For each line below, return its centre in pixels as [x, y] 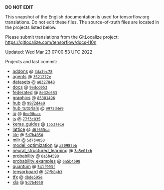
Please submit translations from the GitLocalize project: [62, 37]
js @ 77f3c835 [26, 119]
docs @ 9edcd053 [30, 87]
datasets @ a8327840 [33, 82]
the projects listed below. [31, 27]
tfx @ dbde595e [27, 177]
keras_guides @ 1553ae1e [38, 124]
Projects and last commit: [31, 61]
